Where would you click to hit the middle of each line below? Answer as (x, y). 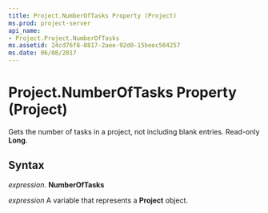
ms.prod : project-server (50, 23)
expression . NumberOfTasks (56, 184)
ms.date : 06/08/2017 (43, 53)
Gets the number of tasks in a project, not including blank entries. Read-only (134, 131)
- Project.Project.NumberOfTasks (64, 38)
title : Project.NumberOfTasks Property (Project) (93, 16)
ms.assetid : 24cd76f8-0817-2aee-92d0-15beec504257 (94, 46)
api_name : (25, 30)
